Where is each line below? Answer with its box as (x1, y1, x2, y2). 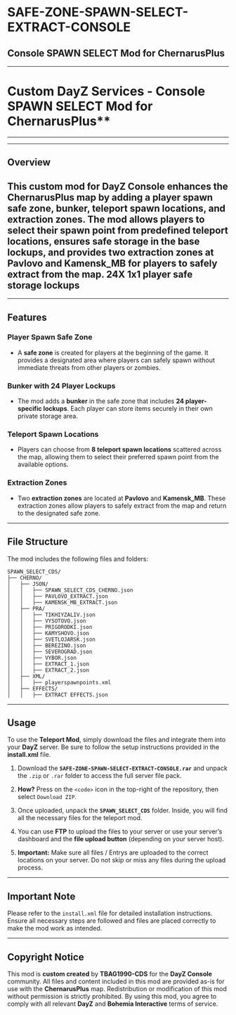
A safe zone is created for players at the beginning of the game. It (17, 348, 209, 357)
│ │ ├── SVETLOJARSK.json (7, 636, 96, 643)
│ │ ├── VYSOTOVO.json (7, 617, 86, 625)
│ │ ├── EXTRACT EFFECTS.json (7, 691, 109, 698)
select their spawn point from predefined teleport (7, 224, 228, 236)
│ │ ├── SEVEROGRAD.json (7, 648, 93, 655)
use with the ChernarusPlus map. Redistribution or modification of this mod (7, 984, 227, 992)
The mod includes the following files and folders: (7, 554, 149, 563)
